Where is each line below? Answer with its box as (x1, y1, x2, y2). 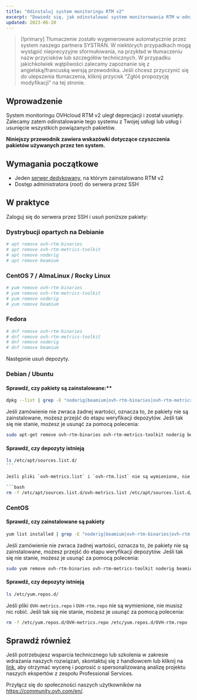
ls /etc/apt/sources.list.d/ (6, 458, 77, 464)
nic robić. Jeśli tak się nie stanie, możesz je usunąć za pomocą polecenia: (6, 608, 185, 615)
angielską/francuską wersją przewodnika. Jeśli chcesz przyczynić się (20, 67, 189, 74)
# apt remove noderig (6, 252, 59, 258)
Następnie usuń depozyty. (6, 356, 70, 363)
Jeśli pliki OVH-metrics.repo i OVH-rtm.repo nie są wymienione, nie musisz (6, 602, 183, 609)
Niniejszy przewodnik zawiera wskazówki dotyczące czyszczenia (6, 136, 170, 143)
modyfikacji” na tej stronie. (20, 79, 86, 86)
